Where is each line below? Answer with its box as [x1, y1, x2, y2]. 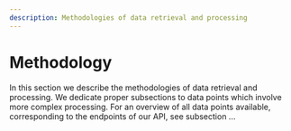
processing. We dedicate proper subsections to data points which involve [9, 91, 282, 102]
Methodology [9, 51, 113, 72]
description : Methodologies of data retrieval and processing [9, 13, 248, 23]
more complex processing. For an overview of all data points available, [9, 101, 271, 112]
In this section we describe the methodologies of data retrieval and [9, 82, 258, 93]
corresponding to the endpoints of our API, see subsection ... [9, 110, 236, 122]
